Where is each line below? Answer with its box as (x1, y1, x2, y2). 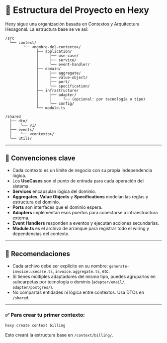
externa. (12, 215, 30, 221)
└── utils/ (9, 136, 32, 141)
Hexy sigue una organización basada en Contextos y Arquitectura (5, 21, 140, 27)
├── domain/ (36, 66, 61, 71)
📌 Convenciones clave (5, 154, 76, 163)
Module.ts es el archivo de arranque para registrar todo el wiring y (12, 225, 150, 231)
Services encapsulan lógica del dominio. (12, 188, 96, 194)
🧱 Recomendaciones (5, 250, 71, 258)
